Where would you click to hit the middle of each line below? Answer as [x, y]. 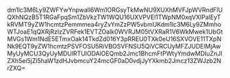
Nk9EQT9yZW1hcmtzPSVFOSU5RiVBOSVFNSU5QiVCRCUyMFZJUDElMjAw [114, 46]
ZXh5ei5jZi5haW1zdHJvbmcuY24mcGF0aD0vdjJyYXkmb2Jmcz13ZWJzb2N [114, 61]
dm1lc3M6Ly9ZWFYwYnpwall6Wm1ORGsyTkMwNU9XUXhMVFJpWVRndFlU [115, 10]
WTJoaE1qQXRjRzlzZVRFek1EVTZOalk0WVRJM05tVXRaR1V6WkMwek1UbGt [115, 31]
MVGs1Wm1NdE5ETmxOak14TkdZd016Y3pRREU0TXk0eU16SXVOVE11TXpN [114, 39]
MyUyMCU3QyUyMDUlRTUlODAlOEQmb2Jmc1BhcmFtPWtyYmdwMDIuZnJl [115, 53]
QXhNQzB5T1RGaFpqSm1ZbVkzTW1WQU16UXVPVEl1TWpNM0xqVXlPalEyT [114, 17]
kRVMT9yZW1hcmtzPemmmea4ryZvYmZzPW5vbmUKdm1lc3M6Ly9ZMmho [114, 24]
